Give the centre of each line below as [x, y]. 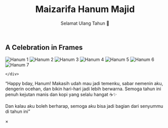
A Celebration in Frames [44, 47]
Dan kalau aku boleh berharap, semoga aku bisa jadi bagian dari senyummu [84, 106]
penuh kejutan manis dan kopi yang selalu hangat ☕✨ [61, 95]
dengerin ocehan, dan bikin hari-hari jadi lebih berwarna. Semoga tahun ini [83, 89]
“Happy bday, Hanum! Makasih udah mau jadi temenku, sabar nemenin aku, [84, 84]
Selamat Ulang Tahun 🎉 [85, 23]
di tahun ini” [18, 111]
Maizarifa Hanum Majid [85, 9]
